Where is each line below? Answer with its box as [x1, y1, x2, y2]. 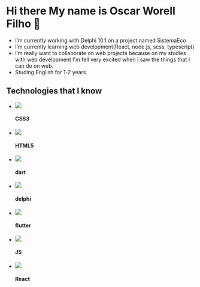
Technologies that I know [6, 86, 102, 96]
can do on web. [14, 62, 54, 70]
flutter [14, 222, 31, 229]
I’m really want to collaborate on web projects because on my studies [14, 49, 187, 56]
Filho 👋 [6, 17, 41, 31]
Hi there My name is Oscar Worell [6, 4, 175, 18]
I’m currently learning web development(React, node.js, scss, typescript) [14, 43, 195, 50]
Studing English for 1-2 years [14, 68, 86, 75]
